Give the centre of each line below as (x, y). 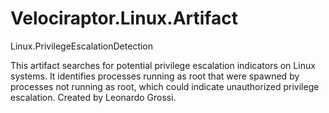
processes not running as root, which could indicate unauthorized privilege (165, 86)
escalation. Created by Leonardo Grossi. (93, 97)
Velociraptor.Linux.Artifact (124, 18)
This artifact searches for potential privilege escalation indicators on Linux (163, 65)
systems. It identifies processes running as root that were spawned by (155, 76)
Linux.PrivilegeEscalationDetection (82, 46)
